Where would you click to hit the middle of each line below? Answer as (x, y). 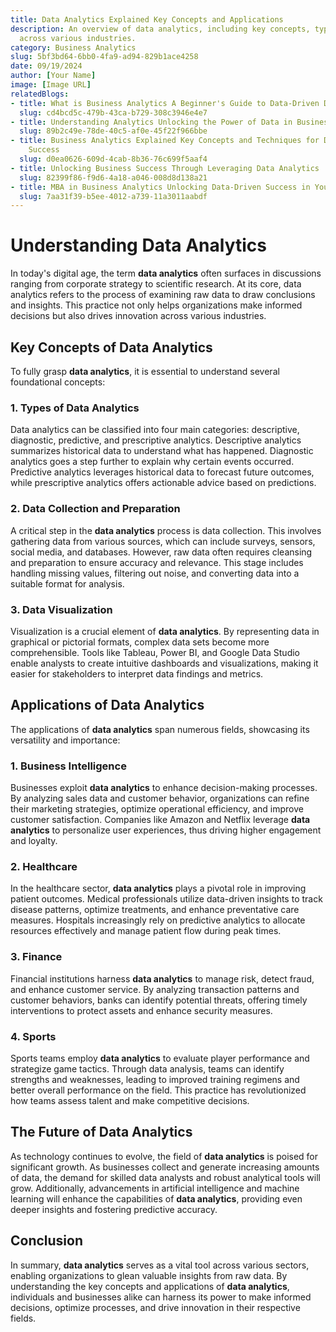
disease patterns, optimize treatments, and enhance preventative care (155, 910)
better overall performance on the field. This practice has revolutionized (158, 1090)
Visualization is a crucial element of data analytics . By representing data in (165, 631)
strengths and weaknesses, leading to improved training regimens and (155, 1079)
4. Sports (33, 1036)
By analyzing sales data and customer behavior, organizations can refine (160, 798)
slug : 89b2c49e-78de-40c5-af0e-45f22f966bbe (113, 131)
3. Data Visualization (61, 609)
